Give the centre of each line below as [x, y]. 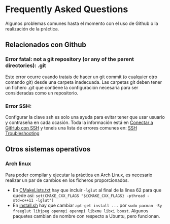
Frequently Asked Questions [67, 9]
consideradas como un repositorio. [42, 93]
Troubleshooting [22, 133]
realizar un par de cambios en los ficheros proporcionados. [67, 180]
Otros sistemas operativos [48, 149]
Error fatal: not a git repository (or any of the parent [70, 59]
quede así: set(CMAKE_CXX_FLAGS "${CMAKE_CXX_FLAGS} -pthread [79, 195]
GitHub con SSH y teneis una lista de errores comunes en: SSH [71, 127]
